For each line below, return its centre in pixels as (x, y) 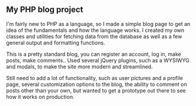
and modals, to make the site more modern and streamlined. (79, 67)
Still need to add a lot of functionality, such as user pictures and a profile (95, 78)
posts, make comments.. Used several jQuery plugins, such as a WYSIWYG (98, 60)
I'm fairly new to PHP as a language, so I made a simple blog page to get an (98, 24)
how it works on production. (40, 97)
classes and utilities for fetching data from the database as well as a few (94, 36)
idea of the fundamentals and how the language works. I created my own (95, 30)
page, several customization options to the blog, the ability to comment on (97, 84)
